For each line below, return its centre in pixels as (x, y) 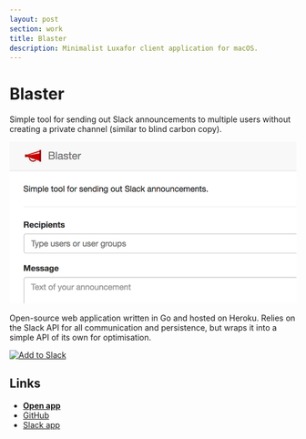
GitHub (36, 415)
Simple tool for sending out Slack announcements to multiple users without (150, 119)
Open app (41, 405)
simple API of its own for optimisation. (81, 337)
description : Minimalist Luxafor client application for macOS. (134, 48)
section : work (36, 29)
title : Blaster (38, 38)
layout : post (34, 19)
